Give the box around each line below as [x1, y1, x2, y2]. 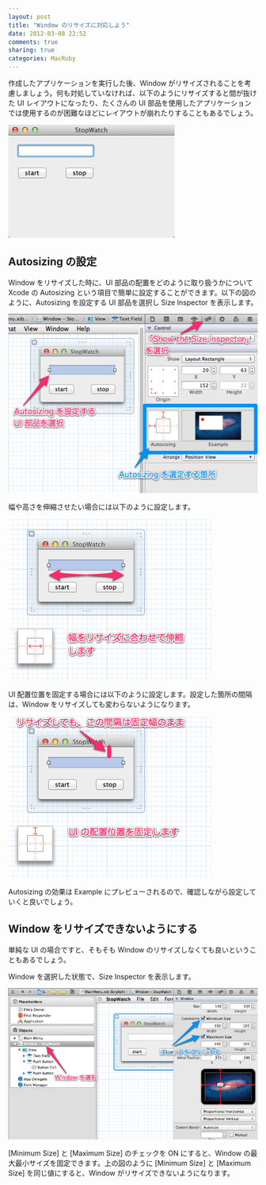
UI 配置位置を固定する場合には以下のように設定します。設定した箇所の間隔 [8, 689, 253, 698]
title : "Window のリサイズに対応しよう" [8, 21, 131, 29]
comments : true [8, 38, 59, 46]
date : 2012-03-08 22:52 [8, 29, 87, 37]
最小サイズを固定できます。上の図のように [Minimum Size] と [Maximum [14, 1158, 252, 1168]
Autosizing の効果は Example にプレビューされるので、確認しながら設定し [8, 887, 249, 896]
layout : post [8, 13, 51, 21]
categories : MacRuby [8, 55, 77, 63]
